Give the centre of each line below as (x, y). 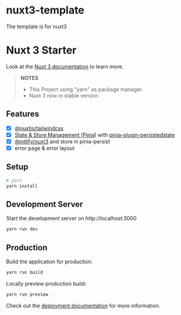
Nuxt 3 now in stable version (64, 95)
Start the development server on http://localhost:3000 (71, 219)
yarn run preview (27, 294)
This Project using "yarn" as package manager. (86, 89)
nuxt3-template (45, 10)
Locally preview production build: (46, 283)
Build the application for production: (49, 262)
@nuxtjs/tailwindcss (39, 128)
